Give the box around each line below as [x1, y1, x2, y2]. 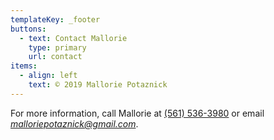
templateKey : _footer [10, 14, 101, 25]
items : [10, 61, 38, 71]
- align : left [19, 71, 78, 81]
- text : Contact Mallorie [19, 33, 128, 43]
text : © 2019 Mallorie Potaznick [28, 80, 168, 90]
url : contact [28, 52, 83, 62]
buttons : [10, 24, 47, 34]
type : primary [28, 42, 87, 53]
